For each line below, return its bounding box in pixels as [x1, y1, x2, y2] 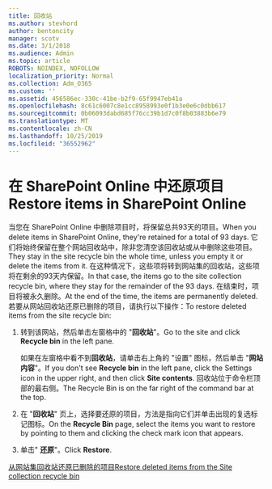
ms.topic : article [8, 57, 70, 65]
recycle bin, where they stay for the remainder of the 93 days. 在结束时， [8, 281, 253, 291]
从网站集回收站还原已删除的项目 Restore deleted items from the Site [8, 462, 233, 472]
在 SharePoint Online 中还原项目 [8, 177, 224, 195]
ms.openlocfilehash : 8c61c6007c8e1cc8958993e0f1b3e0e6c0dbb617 [8, 102, 227, 110]
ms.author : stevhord [8, 19, 79, 27]
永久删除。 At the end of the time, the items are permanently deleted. [29, 292, 258, 301]
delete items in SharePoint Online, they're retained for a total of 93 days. [8, 232, 249, 242]
